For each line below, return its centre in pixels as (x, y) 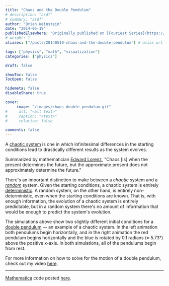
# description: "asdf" (29, 15)
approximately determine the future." (43, 170)
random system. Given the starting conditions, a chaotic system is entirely (82, 185)
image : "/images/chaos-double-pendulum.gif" (64, 107)
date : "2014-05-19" (26, 29)
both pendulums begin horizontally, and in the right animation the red (77, 233)
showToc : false (21, 75)
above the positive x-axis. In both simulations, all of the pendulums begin (81, 243)
